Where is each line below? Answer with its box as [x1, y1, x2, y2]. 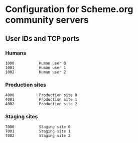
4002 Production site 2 [5, 102, 78, 107]
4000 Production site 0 [5, 93, 78, 98]
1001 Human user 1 [5, 65, 66, 70]
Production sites [5, 81, 46, 88]
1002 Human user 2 [5, 69, 66, 75]
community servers [5, 14, 89, 26]
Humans [5, 49, 27, 56]
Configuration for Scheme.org [5, 4, 133, 15]
